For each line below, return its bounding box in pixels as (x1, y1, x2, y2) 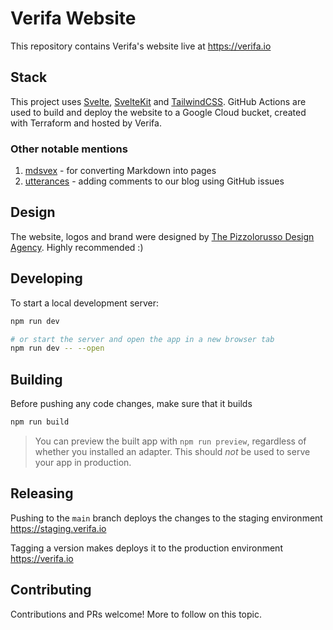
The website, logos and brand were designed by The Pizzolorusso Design (10, 230, 315, 242)
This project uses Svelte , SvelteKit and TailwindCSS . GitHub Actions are (10, 95, 307, 107)
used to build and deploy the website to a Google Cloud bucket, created (10, 106, 307, 118)
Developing (10, 270, 83, 287)
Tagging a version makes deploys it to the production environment (10, 542, 283, 554)
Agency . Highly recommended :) (10, 241, 144, 253)
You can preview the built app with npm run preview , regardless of (34, 435, 307, 447)
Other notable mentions (10, 142, 128, 156)
